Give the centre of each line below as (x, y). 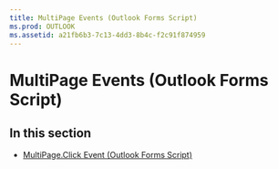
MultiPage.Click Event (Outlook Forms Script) (108, 155)
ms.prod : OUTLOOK (42, 26)
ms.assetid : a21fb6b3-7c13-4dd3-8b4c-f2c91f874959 (108, 35)
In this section (51, 133)
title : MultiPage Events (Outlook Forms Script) (103, 18)
